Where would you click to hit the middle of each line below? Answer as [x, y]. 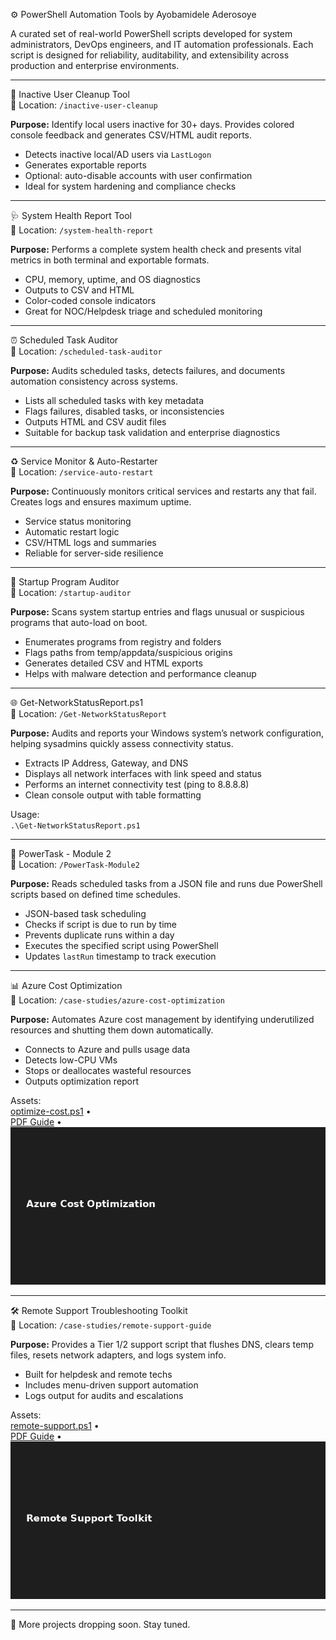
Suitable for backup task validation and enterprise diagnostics [152, 432]
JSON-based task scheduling [85, 913]
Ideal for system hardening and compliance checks [130, 186]
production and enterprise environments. [95, 65]
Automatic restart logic [72, 532]
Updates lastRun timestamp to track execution [120, 956]
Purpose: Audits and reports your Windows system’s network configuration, [167, 733]
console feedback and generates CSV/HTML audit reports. [131, 135]
